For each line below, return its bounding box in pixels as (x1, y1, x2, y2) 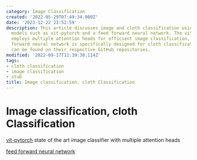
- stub (6, 74, 22, 80)
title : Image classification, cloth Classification (6, 80, 135, 86)
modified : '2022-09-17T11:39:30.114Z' (6, 52, 101, 58)
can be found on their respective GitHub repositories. (11, 47, 151, 53)
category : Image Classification (6, 8, 85, 15)
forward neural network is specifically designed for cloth (11, 42, 161, 47)
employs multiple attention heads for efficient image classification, (11, 36, 191, 42)
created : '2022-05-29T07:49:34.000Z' (6, 14, 98, 20)
